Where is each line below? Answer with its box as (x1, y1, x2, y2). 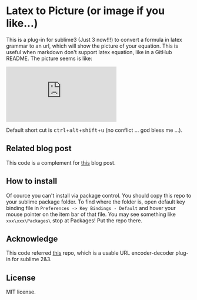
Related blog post (6, 144, 72, 154)
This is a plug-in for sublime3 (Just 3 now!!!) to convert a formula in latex (6, 36, 182, 43)
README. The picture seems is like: (6, 55, 92, 62)
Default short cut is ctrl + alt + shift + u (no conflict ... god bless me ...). (6, 126, 183, 134)
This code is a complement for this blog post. (6, 159, 116, 166)
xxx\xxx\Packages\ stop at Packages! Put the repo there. (6, 216, 143, 224)
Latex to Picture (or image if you (6, 4, 165, 18)
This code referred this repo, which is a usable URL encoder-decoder (6, 249, 175, 256)
